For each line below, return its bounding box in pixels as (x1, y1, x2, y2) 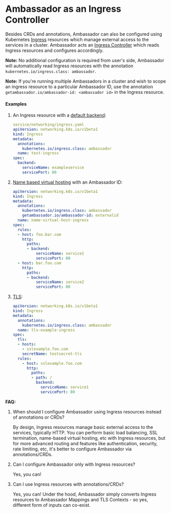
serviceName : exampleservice (22, 165, 84, 170)
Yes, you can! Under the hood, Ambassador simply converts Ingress (12, 491, 157, 497)
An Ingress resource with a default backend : (12, 112, 106, 119)
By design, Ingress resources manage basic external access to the (12, 424, 154, 430)
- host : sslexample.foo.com (22, 361, 82, 366)
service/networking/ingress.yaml (12, 122, 84, 127)
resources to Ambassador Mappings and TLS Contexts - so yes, (12, 496, 148, 503)
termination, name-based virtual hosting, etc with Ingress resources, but (12, 435, 165, 441)
